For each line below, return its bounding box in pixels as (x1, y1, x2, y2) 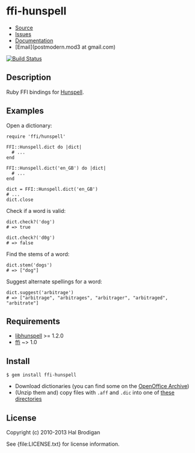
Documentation (14, 37, 54, 44)
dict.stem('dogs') (6, 262, 52, 268)
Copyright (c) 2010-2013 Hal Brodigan (6, 429, 101, 436)
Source (14, 24, 33, 31)
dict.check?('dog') (6, 218, 55, 225)
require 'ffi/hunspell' (6, 134, 66, 140)
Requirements (6, 316, 60, 326)
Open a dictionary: (6, 122, 52, 129)
